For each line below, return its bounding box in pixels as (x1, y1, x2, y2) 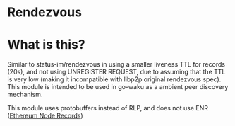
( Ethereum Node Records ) (7, 111, 83, 120)
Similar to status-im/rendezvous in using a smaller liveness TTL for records (7, 60, 226, 69)
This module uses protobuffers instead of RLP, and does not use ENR (7, 104, 209, 113)
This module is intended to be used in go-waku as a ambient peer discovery (7, 83, 229, 91)
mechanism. (7, 90, 43, 99)
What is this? (7, 37, 86, 53)
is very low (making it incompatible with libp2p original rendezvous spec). (7, 75, 222, 84)
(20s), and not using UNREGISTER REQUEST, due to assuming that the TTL (7, 68, 226, 76)
